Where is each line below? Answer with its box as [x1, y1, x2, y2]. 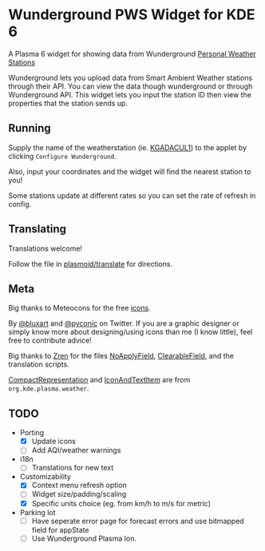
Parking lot [19, 507, 56, 517]
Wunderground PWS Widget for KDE [8, 6, 255, 24]
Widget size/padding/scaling [31, 490, 127, 499]
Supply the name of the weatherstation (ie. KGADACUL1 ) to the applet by [8, 142, 247, 153]
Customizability [19, 472, 72, 482]
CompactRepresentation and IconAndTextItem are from [8, 375, 191, 385]
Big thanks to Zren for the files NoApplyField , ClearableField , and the [8, 351, 234, 361]
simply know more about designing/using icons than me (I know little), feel [8, 327, 253, 337]
